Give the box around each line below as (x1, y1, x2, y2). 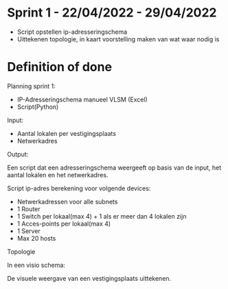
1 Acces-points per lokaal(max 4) (16, 219, 111, 228)
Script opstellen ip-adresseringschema (16, 28, 128, 36)
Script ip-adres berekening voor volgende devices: (7, 184, 151, 192)
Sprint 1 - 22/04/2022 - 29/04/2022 (7, 5, 217, 21)
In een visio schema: (7, 261, 65, 269)
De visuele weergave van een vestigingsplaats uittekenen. (7, 274, 172, 282)
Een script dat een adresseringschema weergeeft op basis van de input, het (7, 163, 222, 172)
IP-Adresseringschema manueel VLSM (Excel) (16, 95, 148, 103)
